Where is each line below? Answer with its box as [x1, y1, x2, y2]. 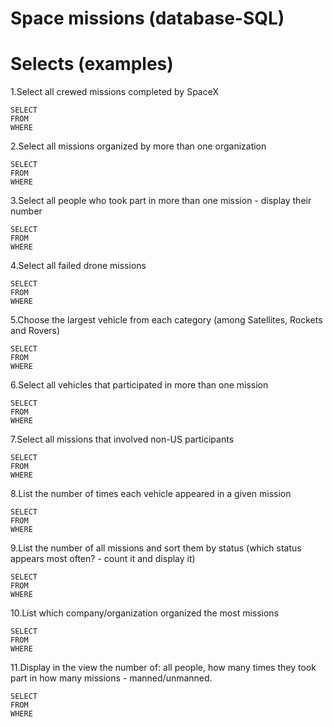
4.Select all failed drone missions [10, 260, 147, 272]
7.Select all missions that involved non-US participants [10, 433, 235, 446]
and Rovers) [10, 325, 61, 337]
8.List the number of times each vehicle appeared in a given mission [10, 488, 292, 500]
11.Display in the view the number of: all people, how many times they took [10, 662, 317, 674]
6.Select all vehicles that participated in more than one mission [10, 379, 269, 391]
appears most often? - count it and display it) [10, 553, 196, 565]
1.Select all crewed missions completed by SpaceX [10, 86, 220, 98]
